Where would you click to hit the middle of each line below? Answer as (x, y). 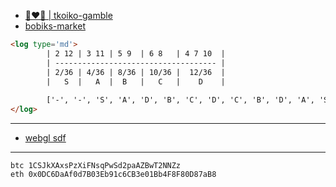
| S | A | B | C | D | (136, 81)
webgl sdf (45, 138)
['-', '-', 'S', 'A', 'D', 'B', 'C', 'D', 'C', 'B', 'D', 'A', (180, 100)
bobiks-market (55, 26)
